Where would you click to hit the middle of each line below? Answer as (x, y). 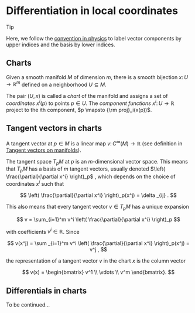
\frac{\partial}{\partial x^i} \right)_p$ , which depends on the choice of (91, 176)
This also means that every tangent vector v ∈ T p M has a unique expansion (97, 207)
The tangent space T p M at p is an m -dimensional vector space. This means (97, 162)
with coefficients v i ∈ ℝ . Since (43, 231)
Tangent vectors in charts (54, 128)
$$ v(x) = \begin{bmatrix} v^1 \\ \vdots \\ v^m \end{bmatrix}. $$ (98, 272)
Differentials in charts (46, 290)
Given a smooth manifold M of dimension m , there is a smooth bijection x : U (97, 77)
